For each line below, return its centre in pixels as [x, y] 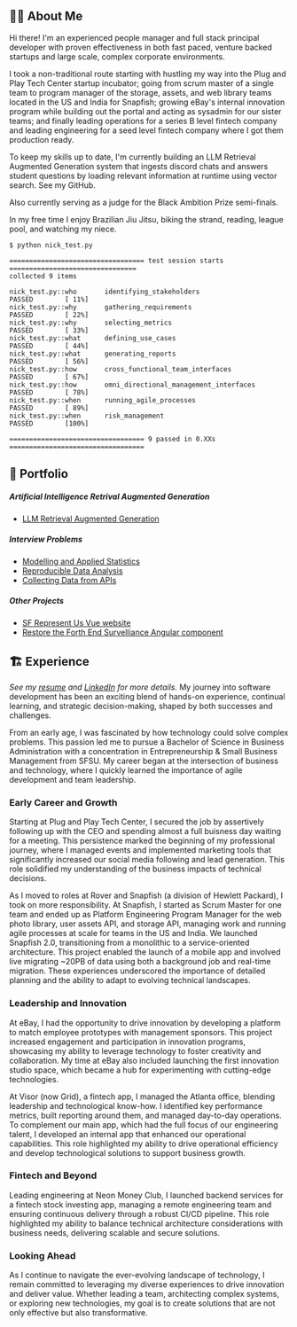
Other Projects [37, 600]
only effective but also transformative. [78, 1313]
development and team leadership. [73, 779]
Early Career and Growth [63, 802]
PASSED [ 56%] [49, 361]
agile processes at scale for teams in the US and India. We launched [133, 933]
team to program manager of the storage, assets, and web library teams [141, 92]
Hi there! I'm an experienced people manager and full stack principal [134, 37]
